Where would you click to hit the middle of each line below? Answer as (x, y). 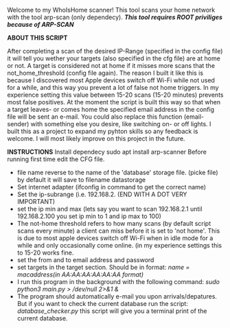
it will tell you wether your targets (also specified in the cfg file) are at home (114, 58)
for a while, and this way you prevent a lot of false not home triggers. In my (113, 87)
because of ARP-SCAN (41, 24)
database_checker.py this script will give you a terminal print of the (112, 311)
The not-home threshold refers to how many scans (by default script (114, 223)
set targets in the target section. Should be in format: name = (103, 267)
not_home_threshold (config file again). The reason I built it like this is (105, 73)
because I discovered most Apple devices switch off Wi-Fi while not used (111, 80)
